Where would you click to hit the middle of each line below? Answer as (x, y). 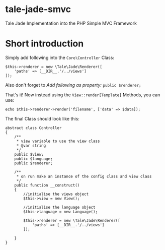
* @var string (31, 145)
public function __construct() (47, 185)
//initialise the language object (59, 207)
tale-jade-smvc (38, 9)
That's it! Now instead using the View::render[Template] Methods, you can (83, 95)
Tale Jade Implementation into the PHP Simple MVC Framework (71, 23)
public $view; (29, 154)
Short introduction (45, 44)
